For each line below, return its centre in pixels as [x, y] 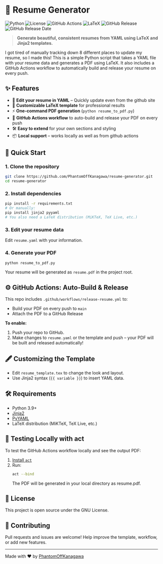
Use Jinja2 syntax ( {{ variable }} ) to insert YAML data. [68, 378]
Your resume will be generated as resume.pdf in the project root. [69, 272]
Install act [22, 460]
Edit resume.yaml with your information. [44, 240]
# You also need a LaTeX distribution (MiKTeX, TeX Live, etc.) [71, 217]
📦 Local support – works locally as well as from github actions [75, 136]
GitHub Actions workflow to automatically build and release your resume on [81, 68]
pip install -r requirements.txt [39, 204]
